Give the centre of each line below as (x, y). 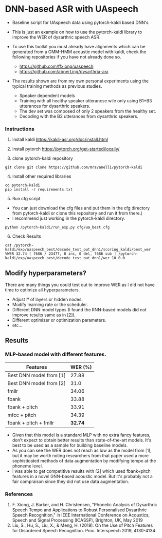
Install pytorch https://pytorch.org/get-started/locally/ (66, 149)
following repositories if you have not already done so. (67, 57)
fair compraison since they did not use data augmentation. (71, 481)
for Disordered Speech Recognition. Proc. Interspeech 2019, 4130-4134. (84, 531)
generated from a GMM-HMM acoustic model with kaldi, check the (79, 52)
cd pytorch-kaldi (23, 185)
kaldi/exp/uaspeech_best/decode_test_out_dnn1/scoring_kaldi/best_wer (78, 250)
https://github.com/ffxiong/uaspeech (56, 66)
